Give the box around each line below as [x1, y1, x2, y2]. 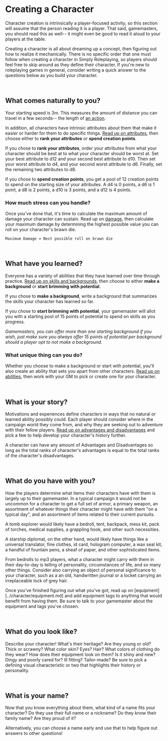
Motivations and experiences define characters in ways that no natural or [5, 411, 156, 417]
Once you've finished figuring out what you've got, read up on [5, 587, 133, 593]
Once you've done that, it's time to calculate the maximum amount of [5, 211, 147, 217]
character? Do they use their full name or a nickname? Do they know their [5, 710, 156, 716]
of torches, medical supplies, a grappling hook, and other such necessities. [5, 526, 160, 532]
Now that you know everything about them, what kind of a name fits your [5, 704, 155, 711]
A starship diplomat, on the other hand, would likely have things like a [5, 536, 148, 542]
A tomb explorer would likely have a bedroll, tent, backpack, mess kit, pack [5, 521, 159, 527]
